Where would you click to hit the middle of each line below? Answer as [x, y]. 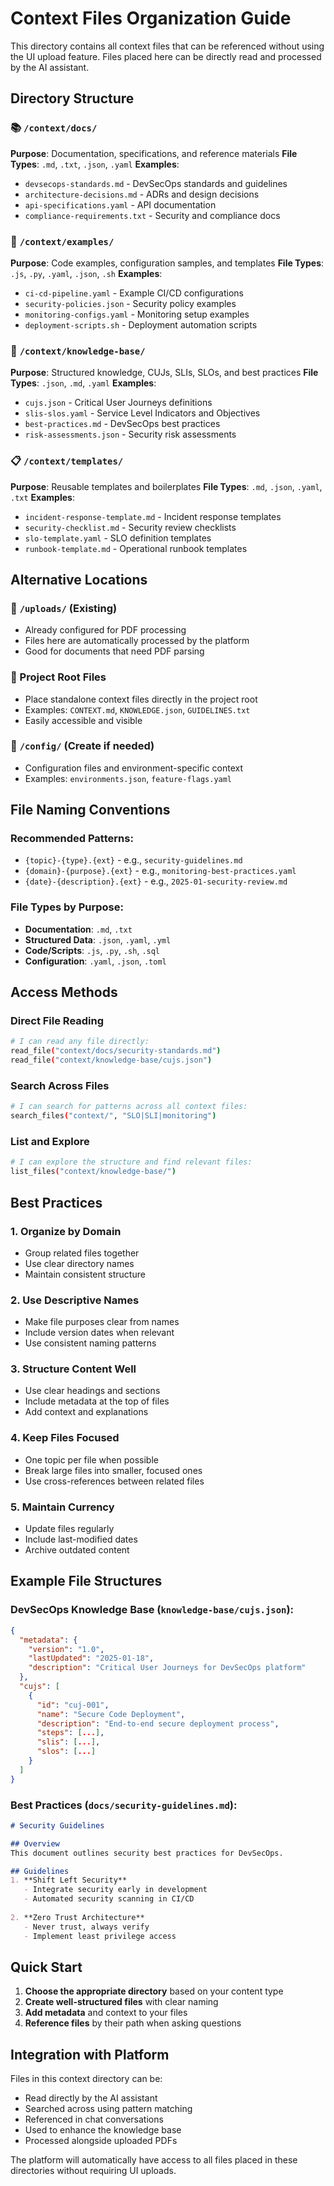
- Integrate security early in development [115, 1890]
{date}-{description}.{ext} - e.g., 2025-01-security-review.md [156, 881]
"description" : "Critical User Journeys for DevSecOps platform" [167, 1668]
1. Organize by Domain [66, 1231]
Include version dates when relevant [99, 1333]
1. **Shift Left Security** [69, 1880]
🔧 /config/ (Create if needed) [82, 746]
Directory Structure [72, 98]
